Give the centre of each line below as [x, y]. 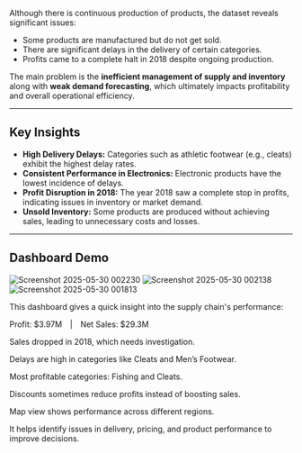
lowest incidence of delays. [73, 183]
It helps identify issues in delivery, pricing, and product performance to [141, 429]
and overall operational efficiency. [72, 95]
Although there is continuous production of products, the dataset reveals [144, 13]
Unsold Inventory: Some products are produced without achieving [146, 212]
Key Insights [45, 133]
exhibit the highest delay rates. [79, 163]
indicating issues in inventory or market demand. [113, 202]
